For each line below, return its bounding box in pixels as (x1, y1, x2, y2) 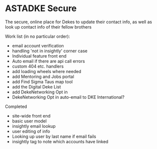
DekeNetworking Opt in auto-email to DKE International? (12, 94, 125, 100)
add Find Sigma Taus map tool (12, 78, 73, 85)
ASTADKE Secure (5, 3, 77, 14)
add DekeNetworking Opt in (12, 89, 68, 95)
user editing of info (12, 128, 50, 134)
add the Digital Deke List (12, 84, 62, 89)
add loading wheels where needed (12, 68, 81, 74)
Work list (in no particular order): (5, 33, 70, 39)
